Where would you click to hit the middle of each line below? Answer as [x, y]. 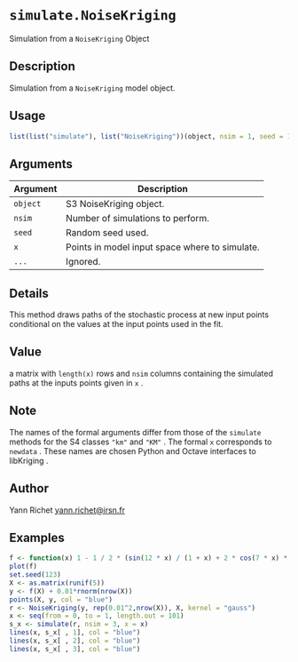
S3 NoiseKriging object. [115, 204]
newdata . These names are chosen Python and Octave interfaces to [133, 451]
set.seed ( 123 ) [35, 575]
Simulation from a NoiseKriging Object [79, 38]
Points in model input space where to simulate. [163, 247]
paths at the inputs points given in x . [76, 383]
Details [29, 293]
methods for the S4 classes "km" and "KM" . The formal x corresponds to [141, 442]
